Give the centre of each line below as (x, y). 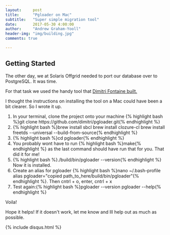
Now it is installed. (32, 165)
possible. (15, 217)
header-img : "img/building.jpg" (40, 34)
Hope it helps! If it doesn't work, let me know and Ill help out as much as (81, 212)
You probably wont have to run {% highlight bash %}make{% (77, 143)
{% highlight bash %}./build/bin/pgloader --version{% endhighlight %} (87, 160)
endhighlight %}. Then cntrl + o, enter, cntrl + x (62, 181)
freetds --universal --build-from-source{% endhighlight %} (75, 133)
